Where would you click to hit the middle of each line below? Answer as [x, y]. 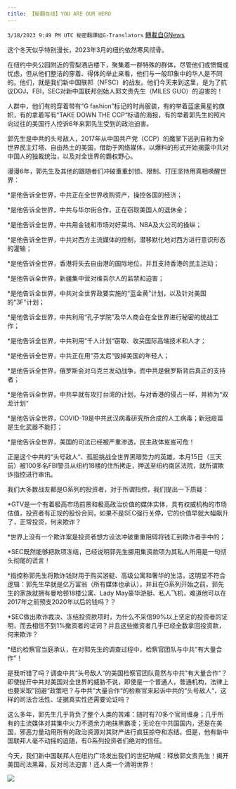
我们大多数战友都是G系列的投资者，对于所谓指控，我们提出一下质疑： [108, 489]
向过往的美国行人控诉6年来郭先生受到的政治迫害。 [80, 123]
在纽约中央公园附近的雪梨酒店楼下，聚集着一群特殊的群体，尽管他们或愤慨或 [118, 65]
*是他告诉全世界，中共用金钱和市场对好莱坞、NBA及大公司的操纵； [105, 224]
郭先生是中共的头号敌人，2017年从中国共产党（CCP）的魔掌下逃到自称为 [113, 139]
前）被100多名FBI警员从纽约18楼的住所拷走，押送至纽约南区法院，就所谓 [112, 466]
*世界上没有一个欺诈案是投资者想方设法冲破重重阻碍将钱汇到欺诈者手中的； [117, 537]
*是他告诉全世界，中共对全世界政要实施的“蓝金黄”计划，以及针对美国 [107, 293]
